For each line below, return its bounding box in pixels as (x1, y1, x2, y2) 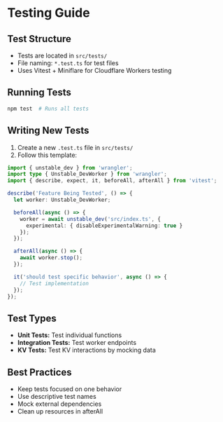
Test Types (7, 312, 57, 324)
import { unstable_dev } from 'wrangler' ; (7, 164, 133, 171)
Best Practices (7, 366, 72, 378)
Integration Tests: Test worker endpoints (17, 339, 137, 347)
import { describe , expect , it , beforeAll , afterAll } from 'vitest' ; (7, 177, 217, 184)
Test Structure (7, 33, 72, 45)
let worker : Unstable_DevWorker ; (13, 196, 111, 203)
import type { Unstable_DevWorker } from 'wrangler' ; (7, 170, 168, 178)
